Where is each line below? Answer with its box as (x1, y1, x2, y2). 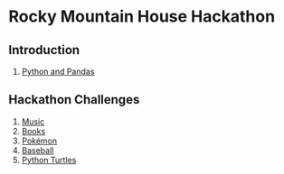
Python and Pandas (21, 66, 95, 77)
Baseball (21, 144, 54, 155)
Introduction (8, 42, 80, 58)
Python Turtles (21, 154, 77, 165)
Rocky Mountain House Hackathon (8, 6, 276, 27)
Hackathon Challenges (8, 92, 140, 107)
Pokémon (21, 135, 58, 146)
